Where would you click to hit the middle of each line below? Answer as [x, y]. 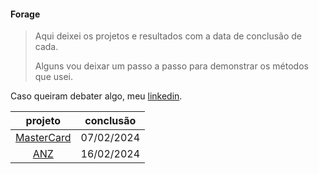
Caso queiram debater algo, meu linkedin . [96, 96]
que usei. [54, 77]
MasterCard [43, 138]
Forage [25, 14]
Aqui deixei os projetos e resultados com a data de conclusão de [168, 36]
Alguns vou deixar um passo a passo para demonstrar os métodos [171, 66]
